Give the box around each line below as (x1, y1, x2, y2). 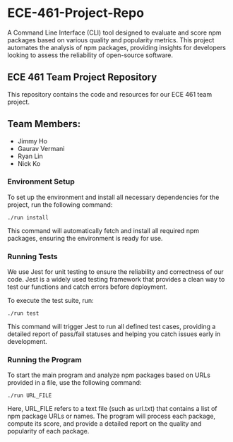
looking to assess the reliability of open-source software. (7, 51, 173, 59)
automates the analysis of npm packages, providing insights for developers (7, 43, 226, 52)
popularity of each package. (7, 427, 90, 436)
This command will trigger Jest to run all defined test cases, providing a (7, 323, 216, 331)
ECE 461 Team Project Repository (7, 71, 157, 83)
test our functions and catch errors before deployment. (7, 282, 168, 291)
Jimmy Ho (17, 136, 48, 145)
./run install (7, 214, 49, 221)
